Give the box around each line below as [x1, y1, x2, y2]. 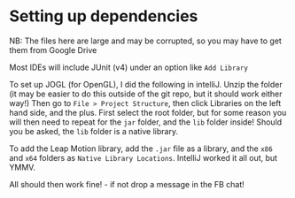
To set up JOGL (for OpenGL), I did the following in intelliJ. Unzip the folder [9, 79, 283, 89]
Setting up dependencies [9, 6, 198, 27]
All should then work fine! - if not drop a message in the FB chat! [9, 179, 245, 189]
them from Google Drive [9, 44, 97, 55]
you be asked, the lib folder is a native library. [9, 126, 179, 136]
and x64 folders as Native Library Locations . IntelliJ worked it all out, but [9, 152, 277, 163]
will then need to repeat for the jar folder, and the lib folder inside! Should [9, 117, 283, 127]
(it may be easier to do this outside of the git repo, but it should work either [9, 88, 283, 99]
